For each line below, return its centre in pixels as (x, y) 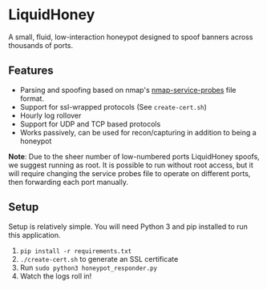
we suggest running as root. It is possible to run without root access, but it (131, 165)
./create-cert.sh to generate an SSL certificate (99, 259)
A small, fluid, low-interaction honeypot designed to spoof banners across (131, 37)
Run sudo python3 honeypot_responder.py (89, 267)
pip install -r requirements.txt (76, 251)
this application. (35, 235)
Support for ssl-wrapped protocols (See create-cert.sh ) (113, 106)
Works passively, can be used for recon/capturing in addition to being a (138, 132)
